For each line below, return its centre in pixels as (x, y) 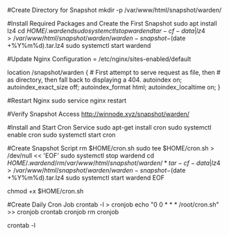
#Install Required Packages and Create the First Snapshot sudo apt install (112, 23)
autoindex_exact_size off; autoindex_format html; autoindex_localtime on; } (114, 87)
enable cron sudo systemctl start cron (61, 135)
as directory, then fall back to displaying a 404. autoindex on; (95, 80)
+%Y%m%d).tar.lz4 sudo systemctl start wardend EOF (86, 177)
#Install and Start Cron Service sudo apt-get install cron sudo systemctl (109, 127)
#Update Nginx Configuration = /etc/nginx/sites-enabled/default (99, 59)
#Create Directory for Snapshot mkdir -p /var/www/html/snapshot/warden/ (114, 10)
